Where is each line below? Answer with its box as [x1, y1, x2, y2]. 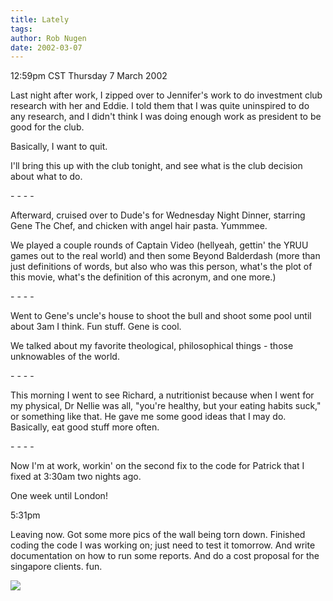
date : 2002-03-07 [10, 42, 83, 53]
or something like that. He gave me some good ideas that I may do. [10, 411, 287, 423]
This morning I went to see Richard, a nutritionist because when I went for [10, 389, 315, 401]
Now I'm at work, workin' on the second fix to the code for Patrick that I [10, 460, 305, 472]
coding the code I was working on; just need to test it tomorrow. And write [10, 539, 316, 551]
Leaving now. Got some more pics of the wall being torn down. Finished [10, 529, 306, 541]
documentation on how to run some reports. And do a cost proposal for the [10, 550, 320, 562]
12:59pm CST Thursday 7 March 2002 [10, 70, 168, 82]
